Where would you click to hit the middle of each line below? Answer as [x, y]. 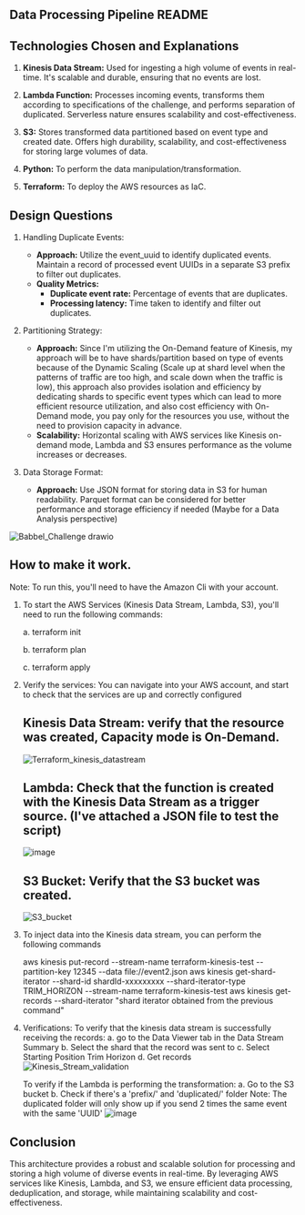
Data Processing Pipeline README [109, 15]
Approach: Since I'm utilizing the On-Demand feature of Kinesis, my [164, 349]
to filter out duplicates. [78, 274]
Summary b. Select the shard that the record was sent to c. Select [146, 1048]
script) [42, 830]
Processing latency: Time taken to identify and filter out [155, 303]
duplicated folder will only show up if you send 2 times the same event [155, 1104]
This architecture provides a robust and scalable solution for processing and [152, 1164]
